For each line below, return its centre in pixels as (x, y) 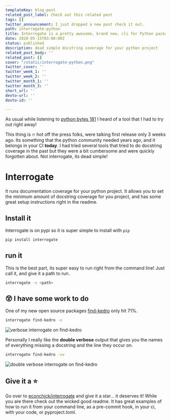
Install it (18, 218)
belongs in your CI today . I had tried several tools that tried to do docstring (83, 145)
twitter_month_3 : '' (27, 86)
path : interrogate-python (33, 29)
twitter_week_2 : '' (26, 77)
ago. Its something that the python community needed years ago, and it (80, 140)
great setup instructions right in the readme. (51, 202)
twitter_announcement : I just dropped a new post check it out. (75, 24)
